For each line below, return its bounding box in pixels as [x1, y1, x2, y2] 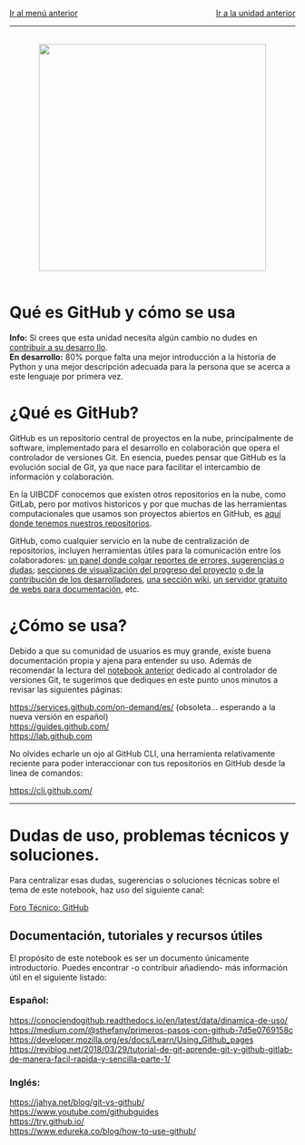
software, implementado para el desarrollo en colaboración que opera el [9, 442, 280, 453]
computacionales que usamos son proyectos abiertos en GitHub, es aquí [9, 508, 281, 518]
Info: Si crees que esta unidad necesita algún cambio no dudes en [9, 331, 258, 343]
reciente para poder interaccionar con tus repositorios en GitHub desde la [9, 757, 286, 768]
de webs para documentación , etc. [9, 583, 140, 594]
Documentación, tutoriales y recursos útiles [9, 928, 263, 943]
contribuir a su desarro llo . [9, 341, 108, 352]
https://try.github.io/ [9, 1116, 84, 1127]
